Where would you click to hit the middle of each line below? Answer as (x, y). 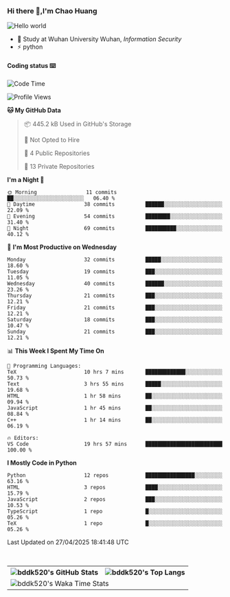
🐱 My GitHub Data (34, 110)
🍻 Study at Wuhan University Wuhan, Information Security (99, 39)
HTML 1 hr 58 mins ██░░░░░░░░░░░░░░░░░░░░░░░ (115, 396)
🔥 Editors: (23, 438)
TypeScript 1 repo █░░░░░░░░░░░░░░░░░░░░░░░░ (115, 511)
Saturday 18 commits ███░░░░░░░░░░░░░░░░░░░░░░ (115, 319)
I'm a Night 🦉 (26, 179)
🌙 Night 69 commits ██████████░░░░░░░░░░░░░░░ (115, 228)
